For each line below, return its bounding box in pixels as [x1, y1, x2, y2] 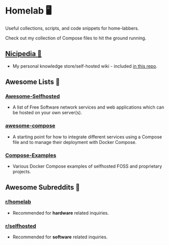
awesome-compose [5, 122, 55, 129]
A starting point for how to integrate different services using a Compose [12, 133, 162, 140]
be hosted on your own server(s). [12, 110, 82, 116]
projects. [12, 169, 31, 175]
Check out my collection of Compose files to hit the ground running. [5, 35, 146, 41]
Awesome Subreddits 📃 [5, 183, 80, 192]
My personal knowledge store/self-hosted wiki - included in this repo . [12, 63, 157, 69]
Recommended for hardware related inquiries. [12, 210, 109, 216]
